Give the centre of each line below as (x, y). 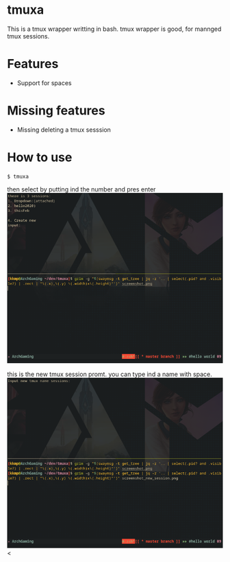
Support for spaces (44, 83)
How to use (40, 157)
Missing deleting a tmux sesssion (64, 130)
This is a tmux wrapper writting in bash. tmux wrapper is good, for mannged (114, 29)
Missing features (56, 111)
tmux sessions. (28, 36)
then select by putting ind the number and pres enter (81, 189)
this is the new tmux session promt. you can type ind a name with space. (110, 374)
